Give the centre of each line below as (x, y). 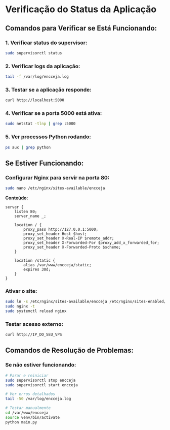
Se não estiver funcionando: (41, 365)
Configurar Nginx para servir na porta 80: (57, 177)
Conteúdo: (17, 198)
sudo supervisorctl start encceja (42, 385)
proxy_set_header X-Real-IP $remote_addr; (69, 238)
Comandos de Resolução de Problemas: (70, 350)
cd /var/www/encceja (27, 413)
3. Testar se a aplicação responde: (49, 89)
